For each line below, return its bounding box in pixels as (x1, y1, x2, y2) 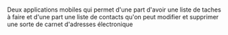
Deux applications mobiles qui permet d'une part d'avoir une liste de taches (7, 5, 222, 14)
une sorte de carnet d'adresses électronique (7, 20, 133, 29)
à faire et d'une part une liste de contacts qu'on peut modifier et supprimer (7, 13, 219, 21)
